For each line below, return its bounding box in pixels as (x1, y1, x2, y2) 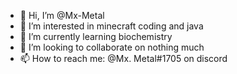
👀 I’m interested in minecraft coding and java (19, 20, 204, 32)
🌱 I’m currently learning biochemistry (19, 31, 173, 42)
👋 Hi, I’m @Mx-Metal (19, 10, 105, 21)
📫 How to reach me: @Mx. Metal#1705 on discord (19, 53, 228, 64)
